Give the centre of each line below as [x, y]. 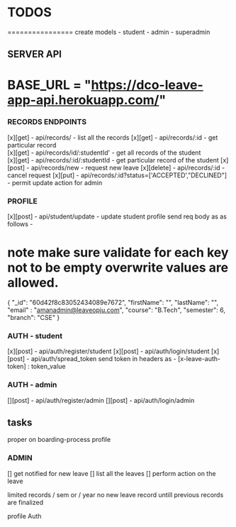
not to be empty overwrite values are [118, 268]
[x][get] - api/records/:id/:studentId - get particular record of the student [113, 160]
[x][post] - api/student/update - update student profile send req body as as [117, 216]
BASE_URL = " [49, 85]
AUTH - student [35, 335]
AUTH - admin [32, 385]
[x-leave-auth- [199, 359]
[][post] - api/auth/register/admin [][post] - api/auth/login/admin [101, 400]
